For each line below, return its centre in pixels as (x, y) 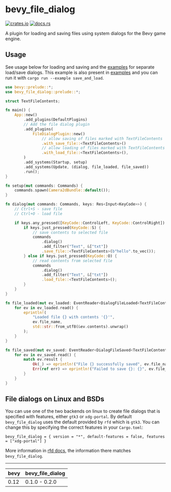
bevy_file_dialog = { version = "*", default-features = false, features (85, 437)
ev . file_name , (47, 322)
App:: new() (26, 115)
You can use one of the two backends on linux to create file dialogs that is (83, 411)
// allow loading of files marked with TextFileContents (103, 148)
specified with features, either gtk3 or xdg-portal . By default (69, 417)
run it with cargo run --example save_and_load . (55, 78)
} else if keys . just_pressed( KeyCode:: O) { (70, 256)
